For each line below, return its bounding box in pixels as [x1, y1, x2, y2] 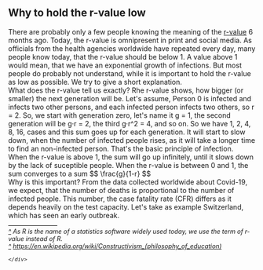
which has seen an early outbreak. [8, 210, 120, 220]
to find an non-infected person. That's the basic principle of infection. [8, 144, 234, 153]
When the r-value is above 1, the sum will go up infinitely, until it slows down [8, 152, 254, 162]
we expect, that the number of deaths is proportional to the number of [8, 185, 235, 195]
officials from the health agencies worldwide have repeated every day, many [8, 43, 256, 53]
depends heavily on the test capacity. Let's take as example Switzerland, [8, 202, 244, 211]
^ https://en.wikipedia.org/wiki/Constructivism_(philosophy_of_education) [8, 243, 222, 250]
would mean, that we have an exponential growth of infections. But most [8, 60, 242, 70]
